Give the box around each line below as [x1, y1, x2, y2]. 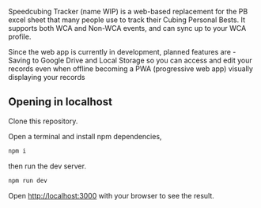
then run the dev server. [8, 161, 87, 171]
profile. [8, 32, 32, 41]
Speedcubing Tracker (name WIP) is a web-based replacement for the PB [8, 7, 248, 16]
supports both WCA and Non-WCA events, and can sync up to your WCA [8, 24, 247, 32]
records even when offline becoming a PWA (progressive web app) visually [8, 64, 253, 74]
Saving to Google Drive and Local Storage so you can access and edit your [8, 55, 252, 65]
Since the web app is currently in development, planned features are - [8, 47, 236, 56]
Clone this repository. [8, 116, 78, 126]
